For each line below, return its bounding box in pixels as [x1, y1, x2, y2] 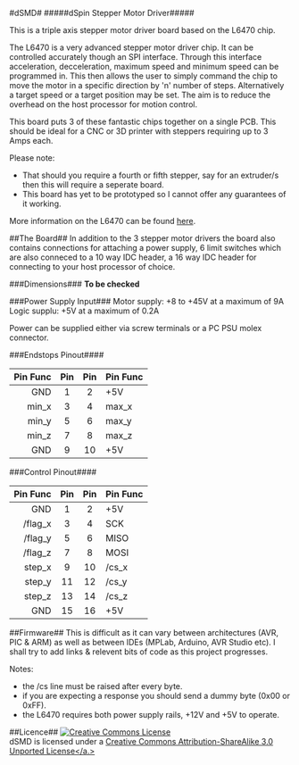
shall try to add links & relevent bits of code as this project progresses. [9, 646, 269, 657]
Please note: [9, 153, 55, 163]
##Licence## [9, 727, 59, 737]
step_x [23, 561, 52, 573]
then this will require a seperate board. [21, 179, 165, 190]
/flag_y [23, 532, 52, 544]
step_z [23, 590, 52, 602]
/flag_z [22, 546, 52, 559]
